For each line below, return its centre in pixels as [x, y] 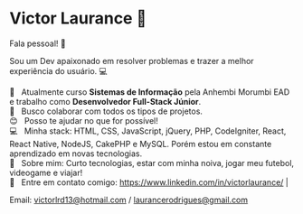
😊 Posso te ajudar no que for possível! [84, 120]
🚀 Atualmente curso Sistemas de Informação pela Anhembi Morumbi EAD [150, 92]
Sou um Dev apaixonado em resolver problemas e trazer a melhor [132, 60]
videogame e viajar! [46, 172]
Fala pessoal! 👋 [38, 43]
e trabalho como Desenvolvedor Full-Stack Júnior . [105, 101]
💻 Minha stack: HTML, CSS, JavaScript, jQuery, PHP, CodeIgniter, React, [148, 131]
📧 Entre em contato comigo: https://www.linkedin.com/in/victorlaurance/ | [149, 182]
